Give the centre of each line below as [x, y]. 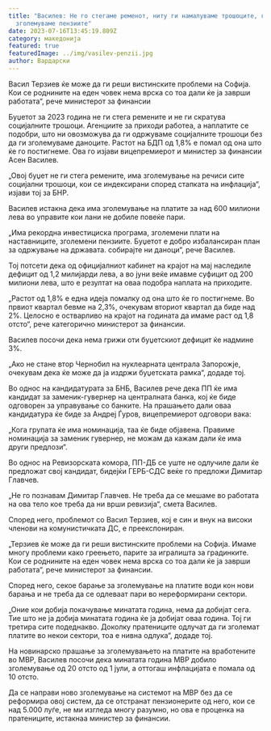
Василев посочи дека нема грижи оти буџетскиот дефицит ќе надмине [131, 340]
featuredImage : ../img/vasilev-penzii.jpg [81, 53]
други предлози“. [38, 446]
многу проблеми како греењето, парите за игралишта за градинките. [129, 552]
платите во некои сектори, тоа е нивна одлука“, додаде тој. [110, 635]
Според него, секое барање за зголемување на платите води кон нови [131, 585]
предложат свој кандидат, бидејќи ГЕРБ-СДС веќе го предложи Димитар [135, 471]
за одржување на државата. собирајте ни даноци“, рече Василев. [122, 249]
